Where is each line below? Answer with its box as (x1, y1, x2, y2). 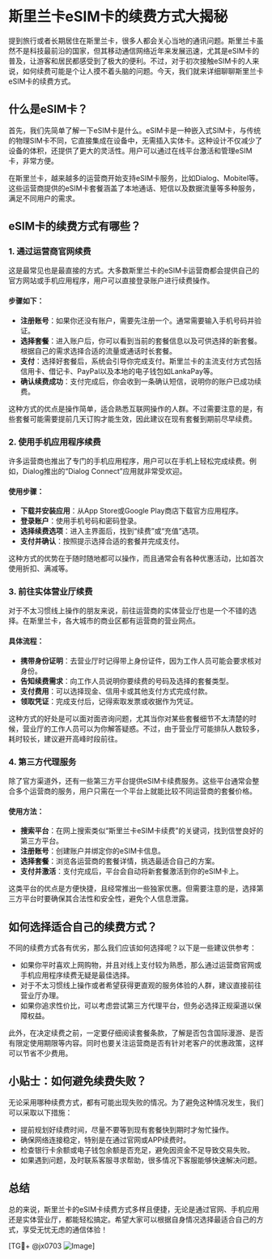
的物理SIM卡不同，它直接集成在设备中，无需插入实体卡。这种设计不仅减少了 (8, 135, 263, 145)
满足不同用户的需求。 (8, 193, 79, 203)
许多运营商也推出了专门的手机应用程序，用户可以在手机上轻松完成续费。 (8, 456, 249, 466)
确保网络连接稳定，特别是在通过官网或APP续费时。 (19, 1135, 191, 1145)
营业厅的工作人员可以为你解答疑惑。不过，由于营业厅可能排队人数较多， (22, 724, 264, 733)
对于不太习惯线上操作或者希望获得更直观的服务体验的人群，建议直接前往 (19, 980, 261, 990)
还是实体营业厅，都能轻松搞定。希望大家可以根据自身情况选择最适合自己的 (8, 1214, 257, 1224)
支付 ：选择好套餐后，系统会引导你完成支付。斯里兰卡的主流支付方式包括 (19, 356, 261, 366)
